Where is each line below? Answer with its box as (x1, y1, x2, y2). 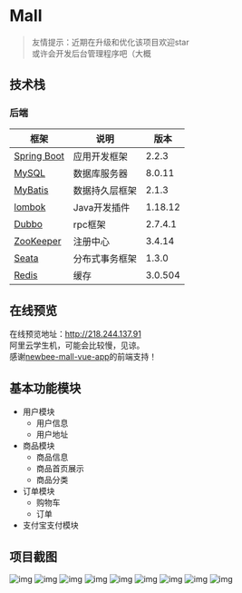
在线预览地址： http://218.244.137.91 (9, 329, 142, 340)
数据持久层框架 (73, 183, 138, 196)
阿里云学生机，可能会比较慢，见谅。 (9, 340, 145, 351)
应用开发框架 (73, 150, 129, 163)
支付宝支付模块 (22, 519, 79, 531)
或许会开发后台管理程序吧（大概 (31, 47, 151, 59)
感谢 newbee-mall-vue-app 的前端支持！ (9, 351, 158, 362)
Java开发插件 (73, 201, 131, 213)
